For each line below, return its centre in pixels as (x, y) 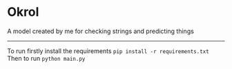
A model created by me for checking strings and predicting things (101, 31)
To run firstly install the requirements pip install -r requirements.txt (108, 51)
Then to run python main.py (46, 58)
